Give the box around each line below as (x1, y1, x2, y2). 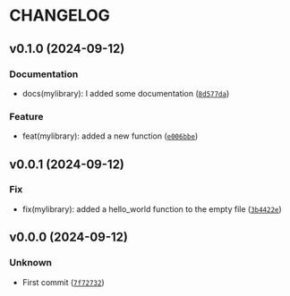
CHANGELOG (9, 5, 110, 26)
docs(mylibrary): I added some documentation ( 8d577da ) (21, 88, 230, 98)
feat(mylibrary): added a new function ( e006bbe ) (21, 131, 199, 141)
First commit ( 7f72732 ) (21, 276, 105, 287)
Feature (9, 110, 44, 123)
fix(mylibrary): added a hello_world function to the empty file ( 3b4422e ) (21, 203, 282, 215)
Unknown (9, 257, 52, 269)
